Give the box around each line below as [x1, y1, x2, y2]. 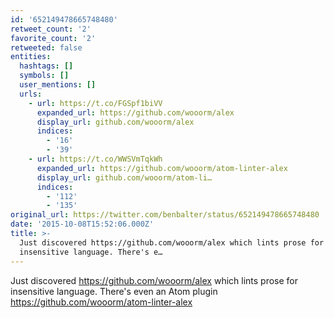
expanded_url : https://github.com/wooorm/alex [36, 107, 235, 118]
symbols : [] [19, 71, 70, 81]
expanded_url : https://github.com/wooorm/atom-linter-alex [36, 163, 288, 173]
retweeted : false [10, 42, 83, 53]
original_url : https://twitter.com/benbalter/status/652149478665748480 [10, 210, 320, 220]
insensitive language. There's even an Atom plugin [10, 285, 218, 297]
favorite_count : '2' [10, 33, 97, 43]
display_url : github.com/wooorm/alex [36, 117, 195, 127]
